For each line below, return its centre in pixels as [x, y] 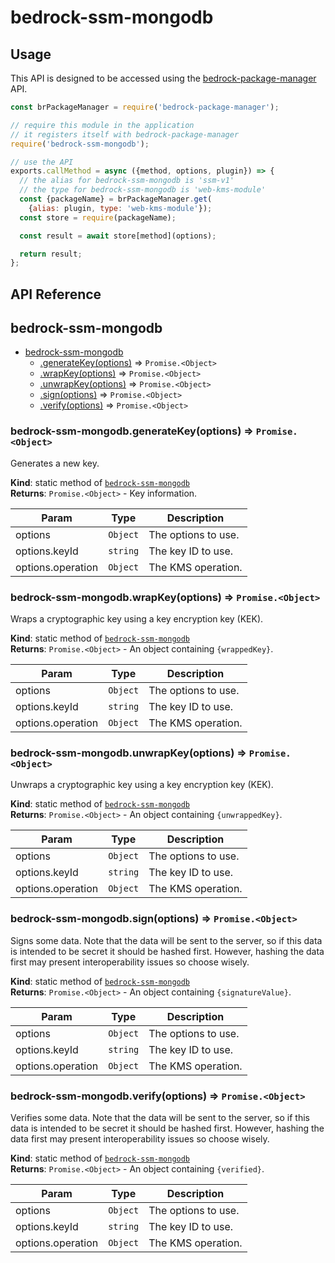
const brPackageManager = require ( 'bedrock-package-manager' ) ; [145, 107]
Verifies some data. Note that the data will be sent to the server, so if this [160, 1117]
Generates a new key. [55, 463]
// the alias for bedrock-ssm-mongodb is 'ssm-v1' [127, 181]
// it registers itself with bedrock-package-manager [125, 134]
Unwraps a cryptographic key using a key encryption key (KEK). [142, 785]
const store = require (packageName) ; [98, 217]
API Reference [56, 294]
